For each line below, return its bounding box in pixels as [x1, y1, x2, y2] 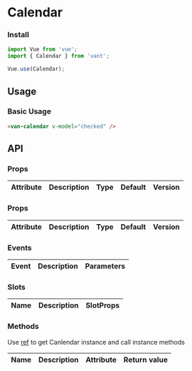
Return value [123, 355, 169, 365]
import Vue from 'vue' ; [7, 46, 78, 54]
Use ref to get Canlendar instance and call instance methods [7, 337, 185, 346]
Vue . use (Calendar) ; [7, 66, 65, 73]
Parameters [85, 261, 126, 271]
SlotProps [85, 300, 119, 310]
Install [7, 30, 30, 40]
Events [7, 243, 32, 253]
